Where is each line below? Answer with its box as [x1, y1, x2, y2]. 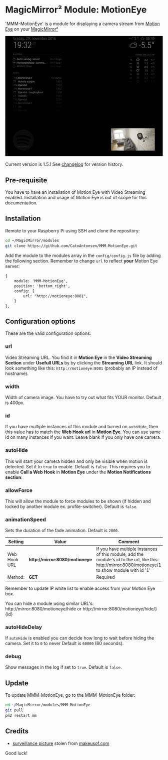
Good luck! [5, 750, 28, 756]
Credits [5, 727, 29, 735]
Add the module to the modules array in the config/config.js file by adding [5, 252, 161, 259]
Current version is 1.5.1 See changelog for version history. [5, 161, 123, 167]
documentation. [5, 200, 38, 206]
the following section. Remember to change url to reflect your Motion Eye [5, 258, 158, 264]
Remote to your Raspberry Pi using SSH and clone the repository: [5, 227, 140, 233]
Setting [8, 539, 24, 545]
